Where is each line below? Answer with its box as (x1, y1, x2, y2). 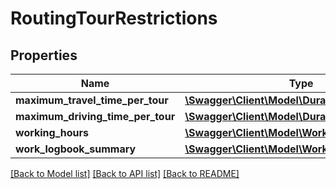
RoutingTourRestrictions (10, 7, 218, 30)
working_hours (15, 126, 90, 139)
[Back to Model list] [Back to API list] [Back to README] (10, 168, 240, 179)
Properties (10, 47, 78, 64)
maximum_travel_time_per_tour (15, 93, 169, 107)
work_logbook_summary (15, 142, 137, 156)
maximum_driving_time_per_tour (15, 110, 176, 123)
